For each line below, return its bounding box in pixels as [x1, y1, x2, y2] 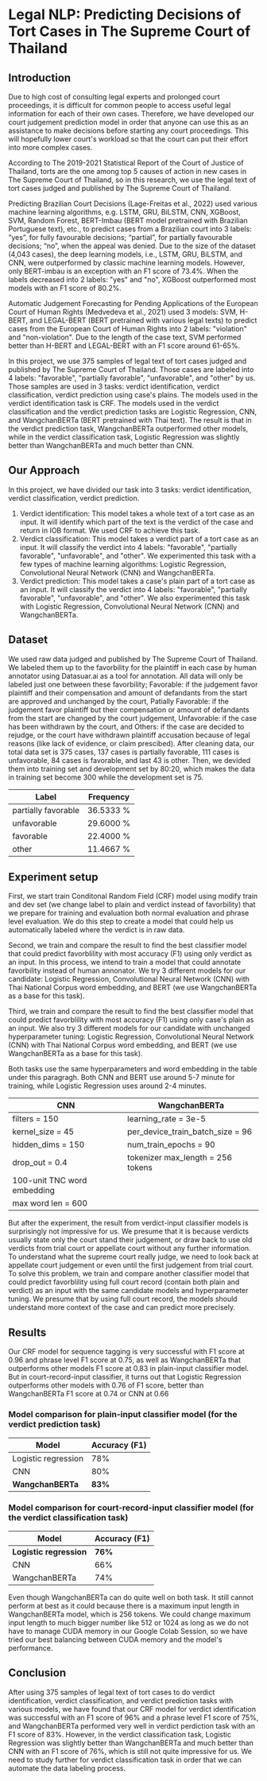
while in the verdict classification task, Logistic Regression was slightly [8, 432, 240, 442]
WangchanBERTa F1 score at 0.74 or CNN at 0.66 [8, 1389, 169, 1399]
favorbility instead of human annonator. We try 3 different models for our [8, 966, 246, 975]
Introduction [8, 71, 72, 84]
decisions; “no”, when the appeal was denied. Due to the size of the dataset [8, 241, 256, 250]
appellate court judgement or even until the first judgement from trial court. [8, 1260, 254, 1270]
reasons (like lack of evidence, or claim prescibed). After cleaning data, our [8, 738, 255, 748]
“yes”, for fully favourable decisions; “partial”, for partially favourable [8, 233, 233, 242]
